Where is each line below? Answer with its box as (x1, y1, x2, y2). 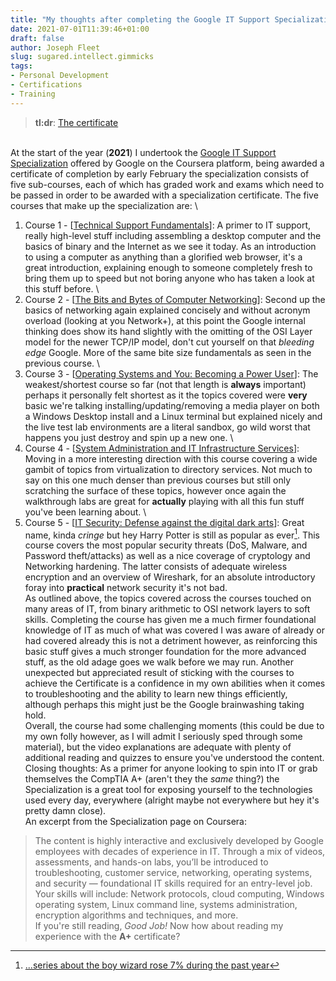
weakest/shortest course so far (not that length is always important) (24, 378, 307, 390)
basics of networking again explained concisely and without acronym (24, 304, 311, 316)
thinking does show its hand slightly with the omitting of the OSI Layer (24, 325, 313, 337)
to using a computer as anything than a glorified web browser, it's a (24, 251, 303, 263)
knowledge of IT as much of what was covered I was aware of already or (24, 624, 325, 636)
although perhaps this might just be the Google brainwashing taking (24, 699, 305, 711)
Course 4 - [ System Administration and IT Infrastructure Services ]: (24, 442, 300, 454)
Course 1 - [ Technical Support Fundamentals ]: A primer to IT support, (24, 219, 312, 231)
